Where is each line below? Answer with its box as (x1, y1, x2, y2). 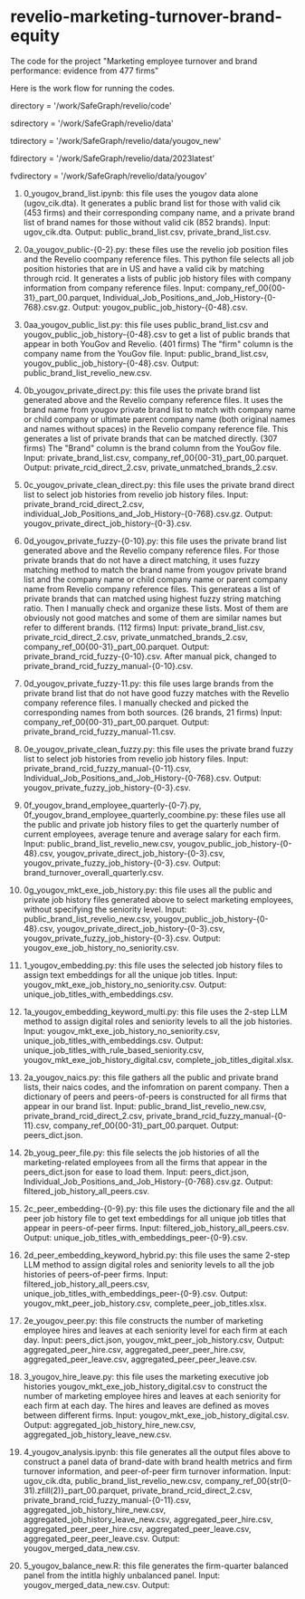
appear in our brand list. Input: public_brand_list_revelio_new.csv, (23, 1100, 267, 1111)
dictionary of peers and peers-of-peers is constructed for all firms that (23, 1091, 288, 1102)
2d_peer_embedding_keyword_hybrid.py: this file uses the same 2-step (23, 1250, 291, 1260)
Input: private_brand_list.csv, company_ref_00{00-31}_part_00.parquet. (23, 452, 289, 463)
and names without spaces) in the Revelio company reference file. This (23, 423, 289, 434)
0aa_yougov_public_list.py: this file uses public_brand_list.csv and (23, 319, 270, 330)
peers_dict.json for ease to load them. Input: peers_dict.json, (23, 1166, 250, 1177)
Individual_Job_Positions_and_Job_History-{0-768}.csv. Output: (23, 772, 262, 783)
